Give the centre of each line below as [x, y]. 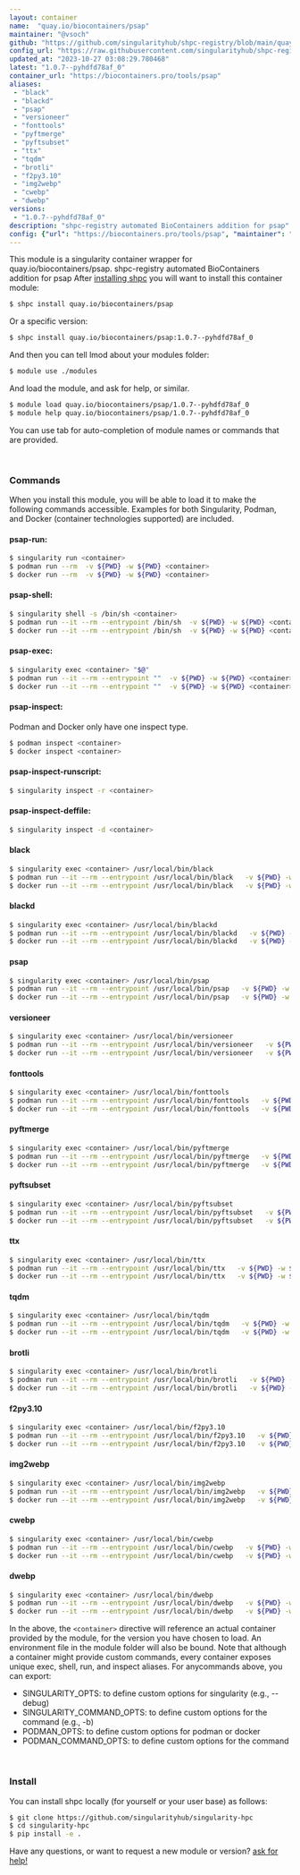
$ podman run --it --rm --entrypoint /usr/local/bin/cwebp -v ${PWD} [145, 1547]
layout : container [43, 17]
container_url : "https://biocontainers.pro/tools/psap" [115, 76]
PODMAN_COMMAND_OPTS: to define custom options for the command [155, 1741]
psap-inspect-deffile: [50, 811]
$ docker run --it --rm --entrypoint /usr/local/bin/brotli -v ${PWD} [147, 1388]
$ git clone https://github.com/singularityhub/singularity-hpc [131, 1818]
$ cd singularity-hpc [50, 1826]
